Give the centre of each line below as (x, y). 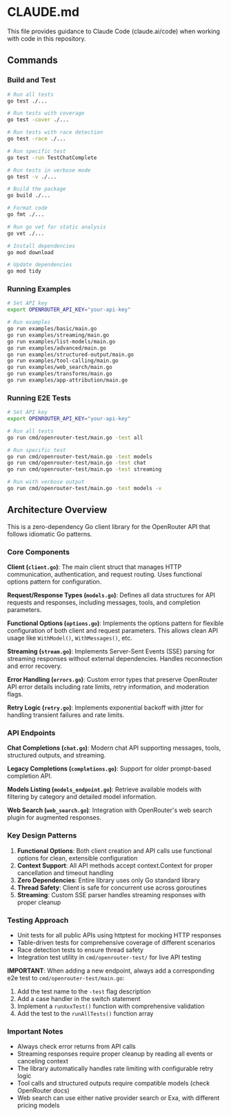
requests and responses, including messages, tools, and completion (104, 602)
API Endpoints (31, 733)
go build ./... (29, 196)
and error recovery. (34, 666)
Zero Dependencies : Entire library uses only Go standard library (108, 880)
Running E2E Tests (39, 397)
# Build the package (37, 189)
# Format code (28, 208)
